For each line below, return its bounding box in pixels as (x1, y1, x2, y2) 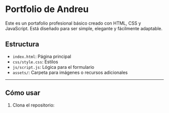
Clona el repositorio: (12, 102, 55, 108)
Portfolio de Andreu (5, 4, 89, 15)
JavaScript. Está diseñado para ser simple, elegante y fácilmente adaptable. (5, 25, 162, 31)
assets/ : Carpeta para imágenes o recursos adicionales (12, 69, 128, 75)
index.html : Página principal (12, 53, 71, 59)
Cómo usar (5, 89, 41, 97)
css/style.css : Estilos (12, 59, 58, 65)
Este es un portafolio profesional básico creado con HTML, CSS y (5, 20, 141, 26)
